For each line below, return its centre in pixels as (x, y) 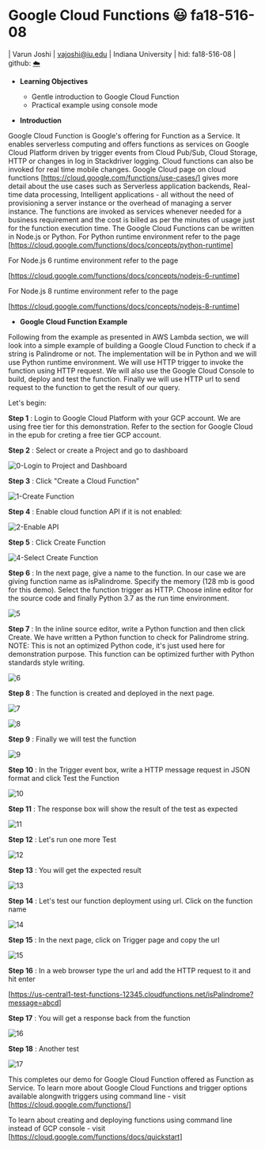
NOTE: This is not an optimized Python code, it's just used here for (117, 645)
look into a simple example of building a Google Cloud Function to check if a (132, 345)
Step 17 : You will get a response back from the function (100, 1018)
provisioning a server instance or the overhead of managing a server (120, 203)
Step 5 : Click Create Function (57, 542)
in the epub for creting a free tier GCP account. (85, 434)
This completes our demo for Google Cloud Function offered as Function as (131, 1079)
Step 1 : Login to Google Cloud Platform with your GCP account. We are (125, 418)
